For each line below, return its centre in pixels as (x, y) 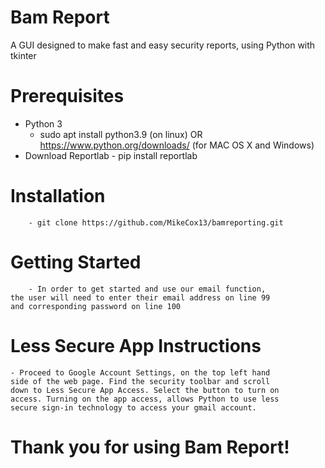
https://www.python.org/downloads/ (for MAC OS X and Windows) (177, 145)
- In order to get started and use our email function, (147, 289)
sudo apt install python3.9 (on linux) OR (121, 134)
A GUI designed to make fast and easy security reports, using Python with (163, 45)
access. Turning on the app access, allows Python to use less (145, 399)
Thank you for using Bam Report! (150, 447)
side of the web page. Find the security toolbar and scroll (140, 381)
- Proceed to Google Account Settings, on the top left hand (140, 372)
